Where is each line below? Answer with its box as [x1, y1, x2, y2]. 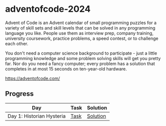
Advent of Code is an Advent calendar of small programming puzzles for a [5, 20, 157, 26]
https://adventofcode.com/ [5, 75, 60, 81]
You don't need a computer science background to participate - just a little [5, 50, 158, 56]
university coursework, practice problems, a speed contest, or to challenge [5, 35, 159, 41]
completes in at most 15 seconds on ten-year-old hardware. [5, 65, 127, 72]
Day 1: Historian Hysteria [7, 112, 66, 119]
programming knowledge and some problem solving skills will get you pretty [5, 55, 161, 61]
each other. [5, 40, 29, 46]
